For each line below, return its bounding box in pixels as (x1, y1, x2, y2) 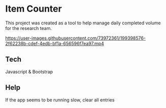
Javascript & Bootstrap (5, 68, 53, 75)
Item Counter (5, 3, 62, 15)
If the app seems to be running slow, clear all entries (5, 97, 115, 103)
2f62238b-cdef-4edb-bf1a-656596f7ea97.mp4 (5, 40, 104, 46)
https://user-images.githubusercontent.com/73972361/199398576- (5, 35, 146, 41)
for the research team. (5, 25, 52, 31)
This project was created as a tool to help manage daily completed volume (5, 20, 161, 26)
